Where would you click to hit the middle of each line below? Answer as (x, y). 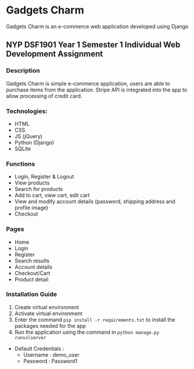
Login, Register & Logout (44, 177)
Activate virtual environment (49, 313)
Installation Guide (32, 295)
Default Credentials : (39, 348)
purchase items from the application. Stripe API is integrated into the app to (97, 90)
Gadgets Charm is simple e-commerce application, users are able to (88, 83)
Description (23, 71)
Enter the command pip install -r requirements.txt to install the (95, 319)
